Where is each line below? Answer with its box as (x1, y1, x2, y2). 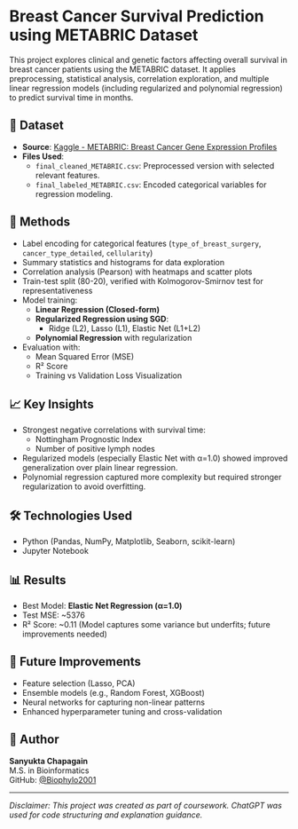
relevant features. (35, 170, 100, 180)
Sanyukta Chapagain (9, 755, 89, 766)
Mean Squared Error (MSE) (35, 351, 135, 361)
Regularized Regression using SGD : (35, 313, 169, 324)
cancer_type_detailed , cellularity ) (21, 247, 153, 258)
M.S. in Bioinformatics (9, 765, 90, 776)
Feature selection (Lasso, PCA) (21, 677, 136, 689)
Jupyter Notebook (21, 546, 89, 557)
